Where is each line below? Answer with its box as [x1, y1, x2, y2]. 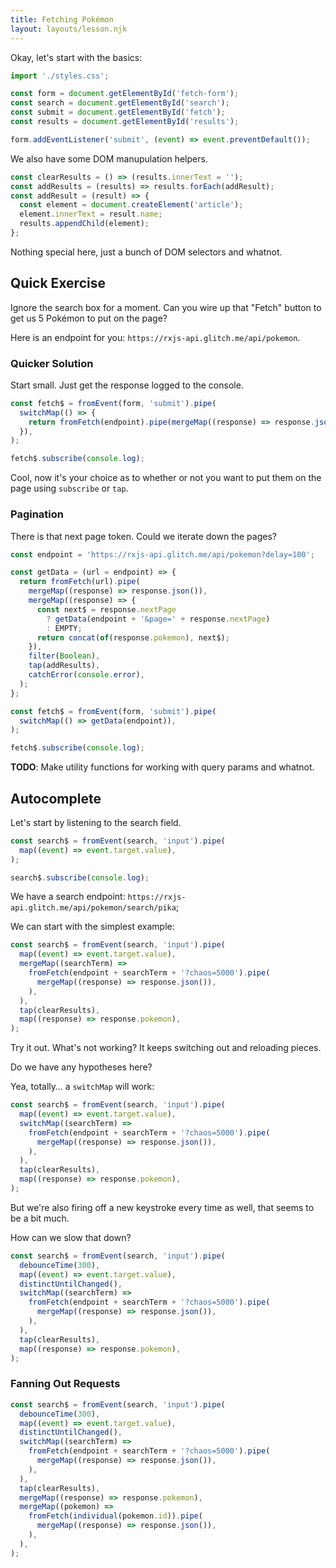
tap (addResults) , [28, 661, 101, 671]
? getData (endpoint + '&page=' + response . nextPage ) [46, 614, 271, 624]
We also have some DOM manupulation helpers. [10, 152, 208, 165]
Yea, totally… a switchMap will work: [10, 1081, 155, 1093]
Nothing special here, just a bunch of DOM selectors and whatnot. [10, 246, 283, 258]
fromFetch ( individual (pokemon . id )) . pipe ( [28, 1511, 203, 1521]
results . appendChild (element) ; [19, 219, 150, 229]
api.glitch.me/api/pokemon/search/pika [10, 903, 177, 913]
